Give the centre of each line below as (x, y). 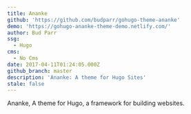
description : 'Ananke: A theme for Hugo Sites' (77, 77)
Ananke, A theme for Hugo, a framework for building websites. (96, 103)
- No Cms (26, 58)
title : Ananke (28, 13)
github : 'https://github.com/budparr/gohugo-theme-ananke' (94, 20)
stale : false (26, 84)
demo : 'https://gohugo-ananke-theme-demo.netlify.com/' (89, 26)
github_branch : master (40, 71)
